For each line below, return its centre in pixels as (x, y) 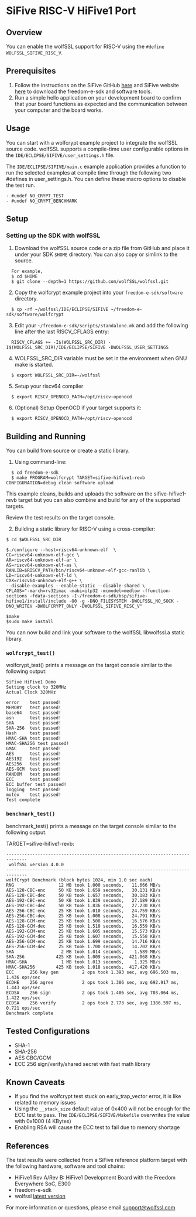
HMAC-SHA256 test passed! (37, 744)
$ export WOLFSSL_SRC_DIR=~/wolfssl (56, 375)
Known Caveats (36, 1082)
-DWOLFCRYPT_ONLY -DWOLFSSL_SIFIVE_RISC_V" (89, 606)
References (27, 1146)
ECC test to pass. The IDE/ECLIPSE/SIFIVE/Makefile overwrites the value (102, 1115)
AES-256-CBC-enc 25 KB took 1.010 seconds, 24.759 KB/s (83, 911)
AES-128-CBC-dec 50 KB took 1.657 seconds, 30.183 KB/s (83, 895)
